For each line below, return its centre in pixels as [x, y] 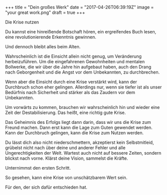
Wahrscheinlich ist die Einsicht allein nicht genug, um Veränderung [73, 56]
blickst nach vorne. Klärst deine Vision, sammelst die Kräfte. [67, 158]
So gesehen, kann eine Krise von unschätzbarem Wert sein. [66, 178]
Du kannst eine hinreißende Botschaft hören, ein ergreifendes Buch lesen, [81, 32]
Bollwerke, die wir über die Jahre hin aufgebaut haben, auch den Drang [78, 67]
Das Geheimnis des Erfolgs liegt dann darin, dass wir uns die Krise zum [78, 122]
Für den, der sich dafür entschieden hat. [46, 187]
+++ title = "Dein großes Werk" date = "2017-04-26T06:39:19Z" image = [80, 7]
